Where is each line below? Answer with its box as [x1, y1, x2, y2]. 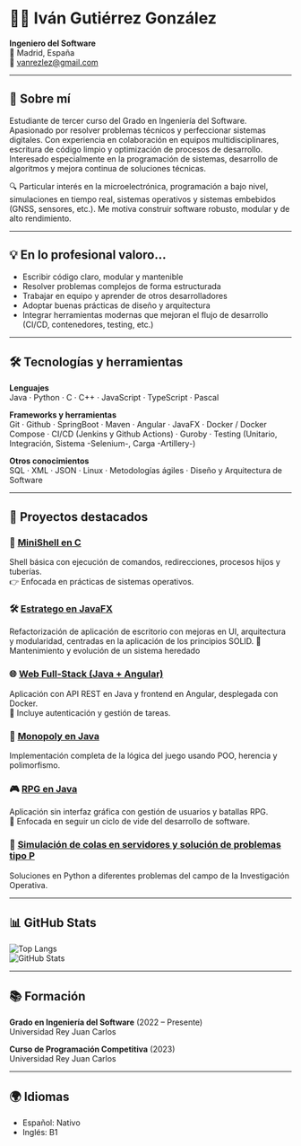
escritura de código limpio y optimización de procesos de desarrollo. [9, 144, 263, 154]
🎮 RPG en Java [9, 782, 78, 795]
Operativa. [9, 879, 48, 890]
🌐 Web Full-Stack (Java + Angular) [9, 668, 164, 681]
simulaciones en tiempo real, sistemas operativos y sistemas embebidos [9, 193, 276, 205]
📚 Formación [9, 988, 86, 1004]
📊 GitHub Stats [9, 915, 97, 930]
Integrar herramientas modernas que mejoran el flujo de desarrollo [21, 309, 269, 320]
